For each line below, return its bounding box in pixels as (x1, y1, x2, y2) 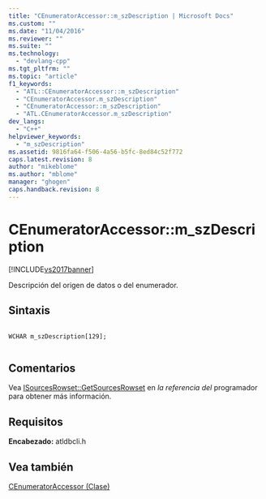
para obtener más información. (8, 391, 112, 402)
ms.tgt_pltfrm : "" (8, 65, 71, 73)
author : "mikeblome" (8, 163, 79, 171)
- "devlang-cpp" (15, 58, 71, 66)
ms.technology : (8, 49, 60, 58)
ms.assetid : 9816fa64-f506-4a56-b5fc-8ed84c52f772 (8, 148, 183, 156)
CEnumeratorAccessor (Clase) (8, 481, 110, 491)
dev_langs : (8, 118, 45, 126)
